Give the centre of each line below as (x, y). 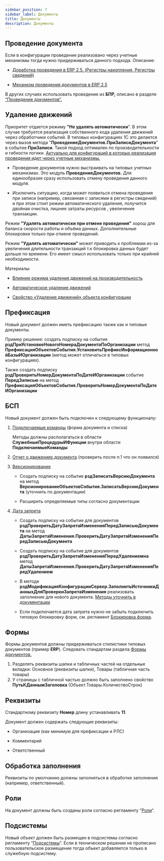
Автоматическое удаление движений (51, 287)
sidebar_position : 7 (26, 10)
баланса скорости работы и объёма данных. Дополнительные (71, 228)
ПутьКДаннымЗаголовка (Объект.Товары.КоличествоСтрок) (77, 685)
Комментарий (27, 741)
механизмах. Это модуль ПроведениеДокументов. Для (72, 173)
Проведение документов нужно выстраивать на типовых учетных (82, 167)
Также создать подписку (31, 369)
